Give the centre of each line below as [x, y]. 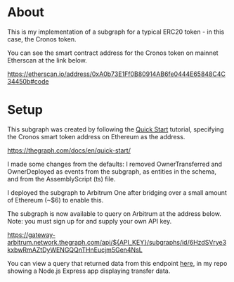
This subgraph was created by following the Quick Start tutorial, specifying [116, 129]
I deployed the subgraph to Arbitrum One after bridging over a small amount [117, 192]
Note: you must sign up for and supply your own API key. [90, 221]
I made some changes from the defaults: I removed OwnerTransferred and [115, 164]
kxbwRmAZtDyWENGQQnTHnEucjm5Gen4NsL [75, 250]
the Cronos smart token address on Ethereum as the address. [96, 136]
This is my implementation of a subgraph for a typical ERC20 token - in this [116, 32]
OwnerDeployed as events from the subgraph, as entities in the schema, [112, 171]
